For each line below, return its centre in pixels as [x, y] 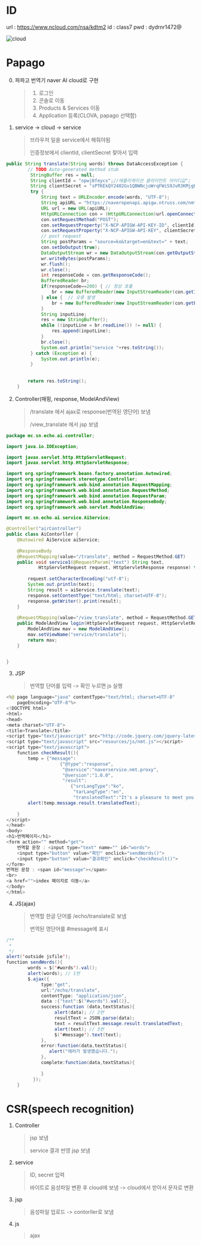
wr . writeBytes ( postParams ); [76, 258]
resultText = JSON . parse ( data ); [95, 1018]
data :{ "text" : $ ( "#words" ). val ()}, [85, 1001]
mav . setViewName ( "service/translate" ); [77, 634]
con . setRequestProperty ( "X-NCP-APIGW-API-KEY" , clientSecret [119, 231]
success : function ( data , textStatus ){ [88, 1007]
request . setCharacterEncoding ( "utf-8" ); [79, 579]
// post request [61, 236]
